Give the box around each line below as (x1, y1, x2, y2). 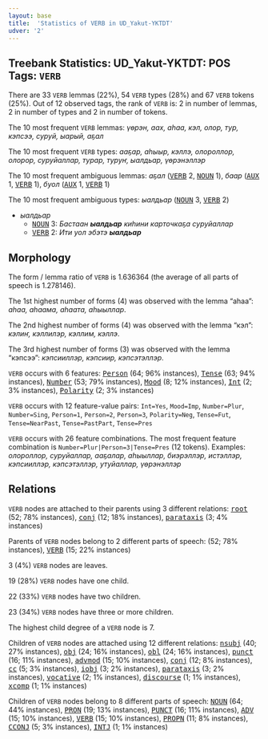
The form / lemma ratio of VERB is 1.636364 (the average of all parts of (8, 272, 238, 282)
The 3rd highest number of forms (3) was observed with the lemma (8, 344, 230, 354)
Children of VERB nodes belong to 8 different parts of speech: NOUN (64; (8, 696, 243, 706)
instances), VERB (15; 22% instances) (8, 545, 131, 554)
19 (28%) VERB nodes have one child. (8, 575, 130, 586)
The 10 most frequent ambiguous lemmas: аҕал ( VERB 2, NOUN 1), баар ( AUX (8, 171, 260, 181)
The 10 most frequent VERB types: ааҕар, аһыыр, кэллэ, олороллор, (8, 147, 235, 156)
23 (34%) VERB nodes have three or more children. (8, 607, 174, 616)
